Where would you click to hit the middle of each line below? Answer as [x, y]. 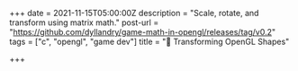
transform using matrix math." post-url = [84, 22]
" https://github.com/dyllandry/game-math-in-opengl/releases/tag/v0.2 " [143, 32]
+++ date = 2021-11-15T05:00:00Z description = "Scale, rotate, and [134, 13]
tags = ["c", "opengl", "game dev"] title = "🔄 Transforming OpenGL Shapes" [149, 41]
